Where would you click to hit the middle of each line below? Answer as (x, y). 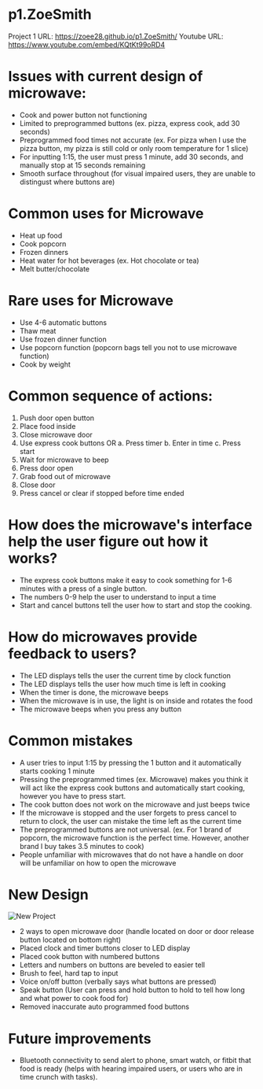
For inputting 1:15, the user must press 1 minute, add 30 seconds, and (131, 157)
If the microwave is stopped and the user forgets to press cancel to (128, 813)
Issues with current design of (106, 77)
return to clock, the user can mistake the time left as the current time (130, 821)
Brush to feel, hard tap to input (69, 973)
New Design (48, 894)
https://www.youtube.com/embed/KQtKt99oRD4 (87, 44)
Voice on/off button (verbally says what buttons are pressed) (118, 982)
